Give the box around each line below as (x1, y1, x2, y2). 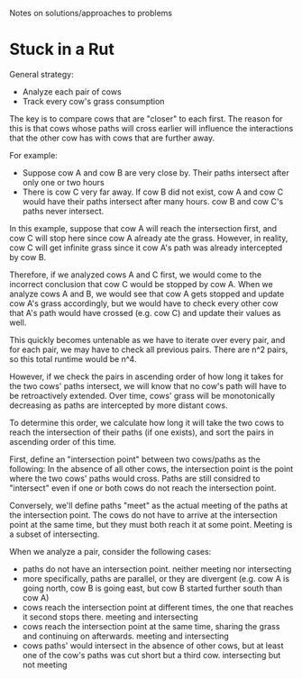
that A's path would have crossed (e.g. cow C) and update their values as (9, 307, 281, 318)
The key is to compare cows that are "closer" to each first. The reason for (9, 113, 283, 124)
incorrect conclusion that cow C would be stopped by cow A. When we (9, 278, 273, 289)
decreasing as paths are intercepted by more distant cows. (9, 400, 228, 411)
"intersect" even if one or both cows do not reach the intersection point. (9, 482, 277, 493)
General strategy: (9, 68, 74, 79)
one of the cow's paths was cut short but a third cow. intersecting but (22, 649, 281, 660)
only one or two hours (22, 177, 105, 187)
